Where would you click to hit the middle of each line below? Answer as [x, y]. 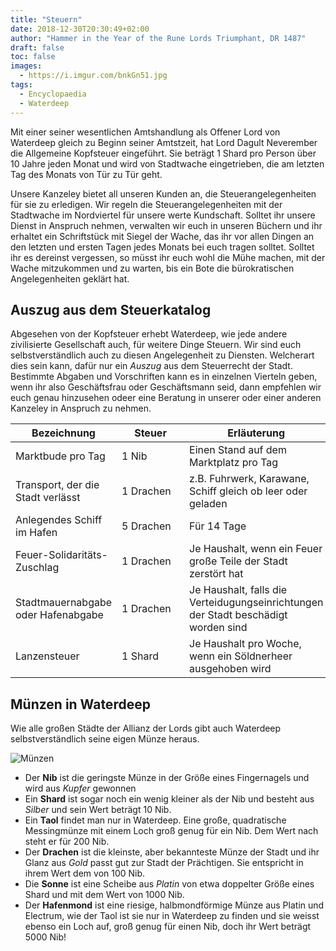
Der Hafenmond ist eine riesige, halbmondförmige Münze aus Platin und [174, 905]
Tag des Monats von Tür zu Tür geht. [86, 174]
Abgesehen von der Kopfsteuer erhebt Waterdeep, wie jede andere [149, 334]
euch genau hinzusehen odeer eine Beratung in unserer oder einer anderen [166, 398]
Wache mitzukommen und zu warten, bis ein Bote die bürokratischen [152, 268]
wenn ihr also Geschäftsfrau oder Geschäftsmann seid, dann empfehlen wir [166, 387]
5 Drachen [146, 526]
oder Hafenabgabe [59, 615]
